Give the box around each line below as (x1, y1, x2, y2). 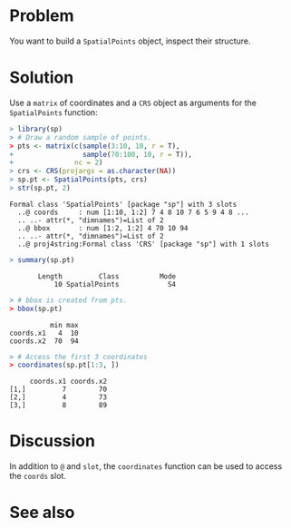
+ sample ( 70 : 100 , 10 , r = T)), (9, 150, 193, 159)
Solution (9, 67, 74, 88)
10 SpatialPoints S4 (53, 279, 177, 288)
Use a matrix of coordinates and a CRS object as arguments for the (9, 97, 257, 108)
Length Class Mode (37, 271, 177, 281)
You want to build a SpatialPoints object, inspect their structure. (9, 35, 251, 46)
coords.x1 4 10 (9, 328, 79, 337)
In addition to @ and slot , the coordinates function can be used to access (9, 461, 283, 472)
